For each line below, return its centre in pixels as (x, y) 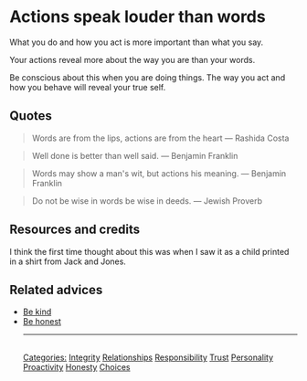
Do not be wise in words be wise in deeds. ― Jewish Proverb (147, 201)
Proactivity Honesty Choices (76, 367)
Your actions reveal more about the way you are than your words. (132, 59)
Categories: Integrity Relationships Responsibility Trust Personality (148, 357)
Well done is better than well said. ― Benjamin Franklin (135, 155)
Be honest (42, 322)
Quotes (31, 116)
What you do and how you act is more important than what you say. (137, 42)
